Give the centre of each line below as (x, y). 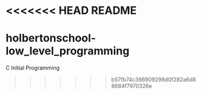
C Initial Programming (33, 68)
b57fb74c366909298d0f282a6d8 (154, 80)
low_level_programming (68, 51)
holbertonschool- (51, 38)
